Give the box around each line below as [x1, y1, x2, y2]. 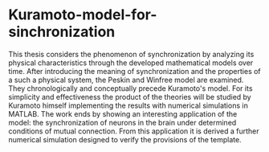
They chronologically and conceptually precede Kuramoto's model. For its [8, 83, 253, 93]
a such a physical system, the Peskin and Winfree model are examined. [8, 75, 244, 84]
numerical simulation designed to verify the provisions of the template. [8, 134, 243, 144]
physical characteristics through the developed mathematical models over [8, 58, 254, 68]
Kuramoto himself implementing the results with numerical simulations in [8, 101, 249, 110]
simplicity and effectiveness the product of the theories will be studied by [8, 92, 251, 101]
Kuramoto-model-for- [8, 6, 157, 24]
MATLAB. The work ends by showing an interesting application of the [8, 109, 238, 118]
